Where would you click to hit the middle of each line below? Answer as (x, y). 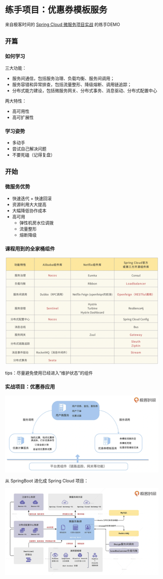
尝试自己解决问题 (29, 149)
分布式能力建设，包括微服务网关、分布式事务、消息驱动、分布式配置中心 (84, 90)
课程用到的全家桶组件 (30, 249)
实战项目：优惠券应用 (30, 387)
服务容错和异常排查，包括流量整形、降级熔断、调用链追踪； (72, 84)
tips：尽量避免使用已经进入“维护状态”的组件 (49, 373)
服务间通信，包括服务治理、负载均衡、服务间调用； (63, 78)
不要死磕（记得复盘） (33, 154)
